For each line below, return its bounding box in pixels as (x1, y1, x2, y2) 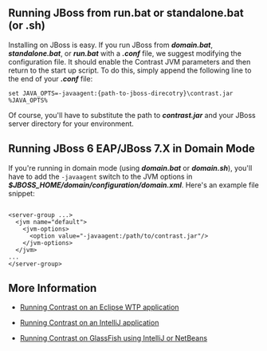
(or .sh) (8, 19, 45, 33)
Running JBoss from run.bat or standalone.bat (8, 6, 245, 20)
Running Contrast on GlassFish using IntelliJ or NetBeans (19, 333, 208, 343)
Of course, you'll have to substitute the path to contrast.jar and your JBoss (8, 110, 257, 120)
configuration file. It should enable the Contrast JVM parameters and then (8, 57, 251, 66)
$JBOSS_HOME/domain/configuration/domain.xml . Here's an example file (8, 179, 259, 190)
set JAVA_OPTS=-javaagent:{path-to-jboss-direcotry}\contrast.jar (8, 89, 234, 97)
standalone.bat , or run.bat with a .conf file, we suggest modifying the (8, 48, 241, 58)
